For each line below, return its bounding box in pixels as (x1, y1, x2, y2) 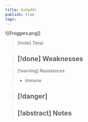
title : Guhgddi (5, 7, 37, 12)
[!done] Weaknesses (17, 54, 84, 63)
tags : (5, 16, 16, 21)
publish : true (5, 12, 35, 17)
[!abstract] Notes (17, 108, 72, 117)
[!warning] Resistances (17, 68, 65, 74)
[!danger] (17, 92, 48, 100)
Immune (24, 77, 42, 83)
